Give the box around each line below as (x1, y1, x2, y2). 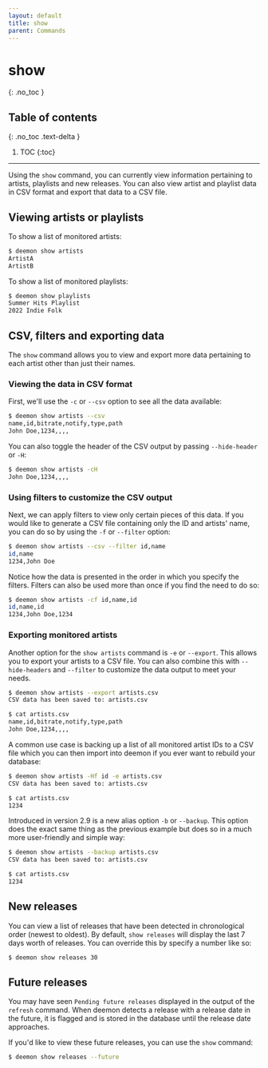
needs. (8, 673, 31, 683)
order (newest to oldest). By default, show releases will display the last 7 (8, 929, 246, 939)
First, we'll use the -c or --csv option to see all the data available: (8, 397, 222, 406)
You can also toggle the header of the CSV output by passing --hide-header (8, 441, 258, 451)
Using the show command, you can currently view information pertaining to (8, 170, 253, 180)
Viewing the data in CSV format (8, 378, 133, 389)
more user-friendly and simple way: (8, 833, 125, 843)
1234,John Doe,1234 (8, 611, 73, 619)
